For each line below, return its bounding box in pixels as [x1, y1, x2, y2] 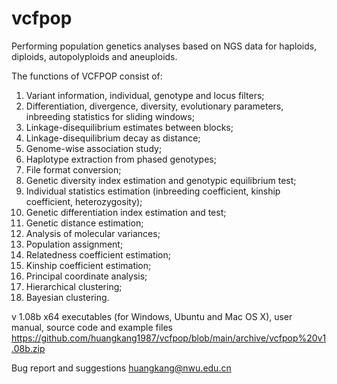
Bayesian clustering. [25, 291, 110, 303]
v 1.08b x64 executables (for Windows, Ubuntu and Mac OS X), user [11, 310, 293, 322]
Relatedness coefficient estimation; [25, 248, 171, 261]
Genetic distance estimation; [25, 217, 144, 229]
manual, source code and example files [11, 321, 173, 333]
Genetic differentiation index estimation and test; [25, 206, 227, 218]
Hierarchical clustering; [25, 280, 123, 292]
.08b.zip [11, 342, 46, 354]
